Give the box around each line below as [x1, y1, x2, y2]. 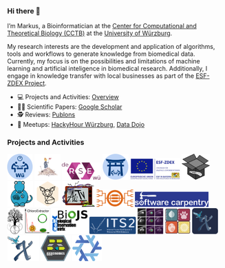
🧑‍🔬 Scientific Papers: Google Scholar [17, 103, 122, 111]
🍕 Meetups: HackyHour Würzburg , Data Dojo [17, 121, 145, 129]
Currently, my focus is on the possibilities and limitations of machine [7, 57, 201, 65]
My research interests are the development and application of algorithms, [7, 43, 215, 51]
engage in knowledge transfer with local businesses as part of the [7, 72, 195, 80]
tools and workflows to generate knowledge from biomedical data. [7, 50, 195, 58]
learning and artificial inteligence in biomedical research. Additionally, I [7, 65, 208, 73]
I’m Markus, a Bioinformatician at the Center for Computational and [7, 22, 197, 30]
